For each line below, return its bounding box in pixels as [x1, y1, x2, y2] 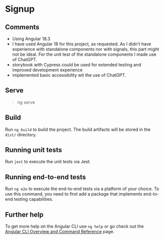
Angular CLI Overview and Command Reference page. [5, 229, 115, 235]
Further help [5, 210, 44, 218]
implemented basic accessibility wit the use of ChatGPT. [12, 72, 126, 78]
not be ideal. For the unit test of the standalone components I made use [12, 51, 157, 57]
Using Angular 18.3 [12, 36, 50, 42]
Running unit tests [5, 146, 62, 154]
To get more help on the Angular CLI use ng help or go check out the [5, 223, 144, 229]
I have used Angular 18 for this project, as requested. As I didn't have [12, 41, 151, 47]
